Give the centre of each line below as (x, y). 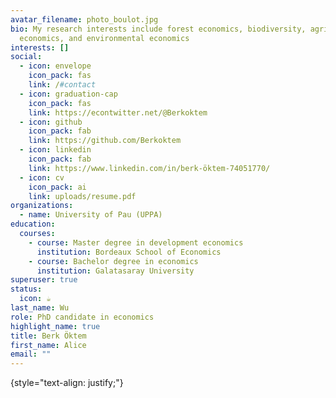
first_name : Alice (48, 345)
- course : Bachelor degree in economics (113, 261)
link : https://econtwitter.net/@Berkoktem (118, 112)
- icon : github (51, 122)
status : (26, 289)
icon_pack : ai (57, 187)
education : (33, 224)
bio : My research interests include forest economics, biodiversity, (158, 29)
